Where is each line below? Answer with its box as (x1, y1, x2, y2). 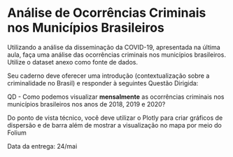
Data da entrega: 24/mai (7, 142, 78, 150)
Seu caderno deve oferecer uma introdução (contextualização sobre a (7, 71, 210, 80)
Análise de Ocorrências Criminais (7, 5, 206, 21)
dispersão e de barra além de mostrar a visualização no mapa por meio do (7, 121, 222, 129)
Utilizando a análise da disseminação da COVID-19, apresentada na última (7, 43, 220, 51)
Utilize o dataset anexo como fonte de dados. (7, 57, 139, 66)
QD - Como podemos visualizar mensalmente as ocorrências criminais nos (7, 93, 225, 101)
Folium (7, 128, 27, 137)
